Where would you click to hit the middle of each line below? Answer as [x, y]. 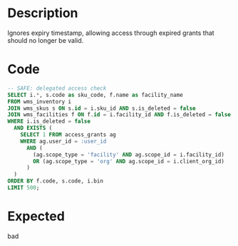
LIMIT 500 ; [24, 188]
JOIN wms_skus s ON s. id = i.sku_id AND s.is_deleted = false [102, 108]
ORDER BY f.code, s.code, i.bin [55, 181]
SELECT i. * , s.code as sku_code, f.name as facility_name [95, 95]
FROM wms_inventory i [40, 101]
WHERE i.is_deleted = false [49, 122]
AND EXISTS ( [33, 128]
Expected [36, 216]
